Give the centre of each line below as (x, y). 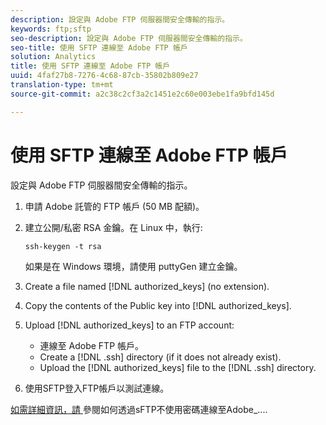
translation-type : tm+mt (62, 85)
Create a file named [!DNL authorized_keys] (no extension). (147, 286)
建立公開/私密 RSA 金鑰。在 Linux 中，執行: (113, 227)
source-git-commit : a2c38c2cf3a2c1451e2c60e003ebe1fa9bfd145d (142, 94)
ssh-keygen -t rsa (63, 246)
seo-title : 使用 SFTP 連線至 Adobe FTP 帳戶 (99, 47)
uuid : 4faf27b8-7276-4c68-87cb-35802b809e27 (104, 76)
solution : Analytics (53, 57)
